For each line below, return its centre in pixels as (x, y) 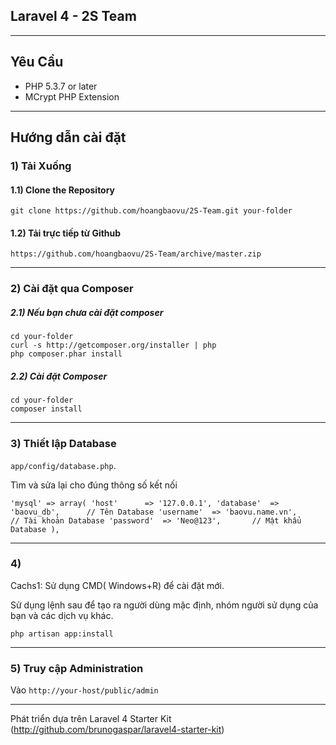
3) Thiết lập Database (63, 444)
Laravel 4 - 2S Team (73, 16)
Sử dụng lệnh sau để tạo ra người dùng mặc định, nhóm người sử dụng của (164, 605)
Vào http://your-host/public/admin (84, 690)
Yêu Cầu (37, 62)
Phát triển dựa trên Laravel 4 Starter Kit (91, 719)
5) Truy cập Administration (77, 668)
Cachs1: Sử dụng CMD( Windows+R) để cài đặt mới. (117, 585)
